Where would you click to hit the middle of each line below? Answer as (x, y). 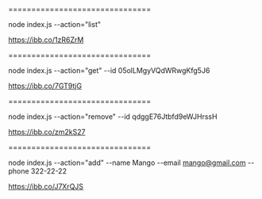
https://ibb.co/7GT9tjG (45, 86)
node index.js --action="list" (55, 24)
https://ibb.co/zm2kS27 (47, 132)
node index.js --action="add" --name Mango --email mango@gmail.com (127, 163)
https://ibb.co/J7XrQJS (46, 186)
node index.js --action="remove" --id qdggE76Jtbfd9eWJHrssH (113, 117)
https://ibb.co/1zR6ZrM (46, 40)
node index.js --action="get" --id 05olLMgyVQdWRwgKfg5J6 (109, 71)
